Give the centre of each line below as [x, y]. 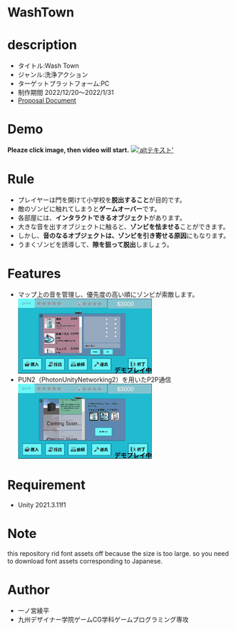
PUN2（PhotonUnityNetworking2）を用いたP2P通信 [94, 380]
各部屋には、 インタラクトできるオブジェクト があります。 [102, 218]
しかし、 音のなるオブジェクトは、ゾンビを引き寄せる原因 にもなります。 [124, 235]
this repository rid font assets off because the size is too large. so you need [118, 553]
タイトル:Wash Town [48, 66]
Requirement [46, 485]
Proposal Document [47, 101]
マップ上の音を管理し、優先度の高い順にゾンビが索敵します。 [108, 294]
